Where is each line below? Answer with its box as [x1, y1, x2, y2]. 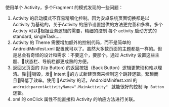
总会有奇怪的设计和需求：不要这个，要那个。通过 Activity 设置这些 [17, 52, 155, 58]
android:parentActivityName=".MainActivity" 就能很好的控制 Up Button [12, 84, 164, 89]
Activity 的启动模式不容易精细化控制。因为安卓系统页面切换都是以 [12, 15, 150, 21]
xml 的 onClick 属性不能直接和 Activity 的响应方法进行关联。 [12, 96, 138, 102]
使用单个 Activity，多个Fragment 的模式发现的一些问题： [5, 5, 123, 10]
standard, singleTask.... [12, 33, 61, 39]
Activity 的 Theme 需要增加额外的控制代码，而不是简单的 [12, 39, 132, 45]
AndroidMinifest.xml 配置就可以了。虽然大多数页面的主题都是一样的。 [12, 46, 158, 51]
